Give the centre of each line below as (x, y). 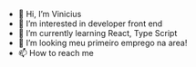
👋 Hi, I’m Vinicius (50, 14)
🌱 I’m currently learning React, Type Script (98, 33)
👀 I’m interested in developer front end (90, 24)
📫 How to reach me (56, 53)
